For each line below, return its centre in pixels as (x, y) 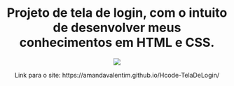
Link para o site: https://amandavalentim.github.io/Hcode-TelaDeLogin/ (117, 75)
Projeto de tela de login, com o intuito (117, 13)
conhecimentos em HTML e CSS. (117, 43)
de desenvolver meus (117, 28)
